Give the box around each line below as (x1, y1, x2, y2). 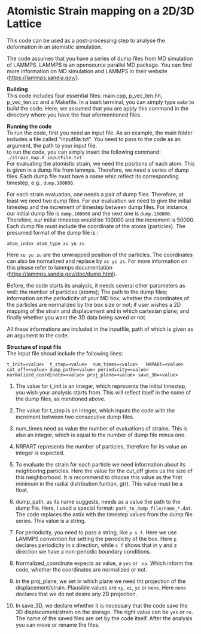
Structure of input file (7, 343, 62, 351)
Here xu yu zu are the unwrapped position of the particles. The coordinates (7, 251, 193, 258)
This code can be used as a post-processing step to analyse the (7, 37, 165, 44)
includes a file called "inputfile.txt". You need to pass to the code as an (7, 135, 181, 142)
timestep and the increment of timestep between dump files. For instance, (7, 203, 189, 211)
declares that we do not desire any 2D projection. (15, 590, 138, 597)
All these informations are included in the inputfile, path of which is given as (7, 325, 194, 333)
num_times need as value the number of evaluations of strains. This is (15, 424, 188, 432)
